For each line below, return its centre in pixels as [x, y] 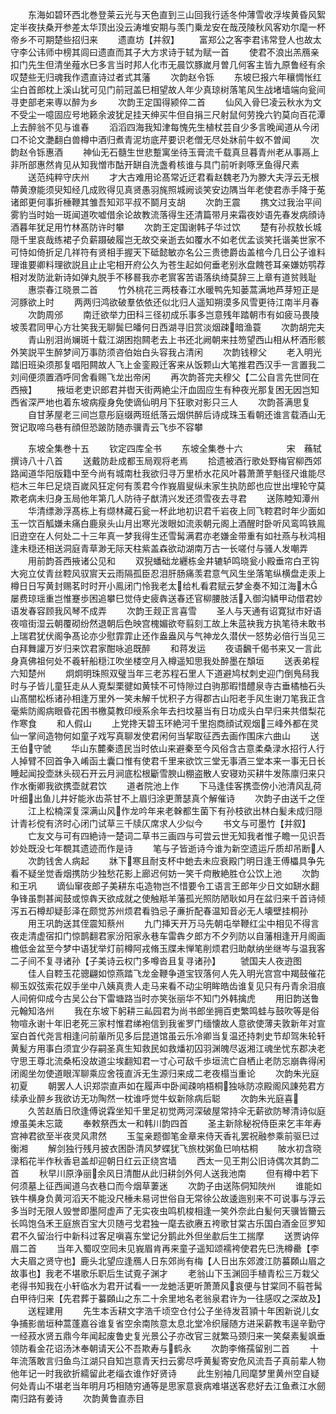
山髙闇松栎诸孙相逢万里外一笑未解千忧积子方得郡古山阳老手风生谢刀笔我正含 [168, 698]
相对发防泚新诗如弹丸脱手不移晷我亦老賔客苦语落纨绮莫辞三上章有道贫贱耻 [163, 277]
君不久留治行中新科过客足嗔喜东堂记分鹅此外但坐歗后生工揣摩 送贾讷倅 [165, 1236]
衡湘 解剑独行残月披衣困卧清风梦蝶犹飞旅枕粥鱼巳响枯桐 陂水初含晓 [166, 1148]
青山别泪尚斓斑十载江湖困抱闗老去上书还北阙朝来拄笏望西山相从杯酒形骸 [176, 339]
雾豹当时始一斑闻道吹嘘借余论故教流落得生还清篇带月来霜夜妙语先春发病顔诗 [168, 214]
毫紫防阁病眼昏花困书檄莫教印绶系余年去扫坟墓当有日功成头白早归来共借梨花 [168, 711]
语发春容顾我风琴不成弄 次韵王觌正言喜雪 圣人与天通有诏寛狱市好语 [166, 611]
